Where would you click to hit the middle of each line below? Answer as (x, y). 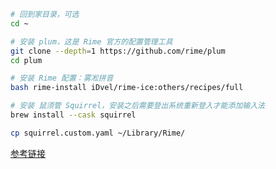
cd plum (26, 60)
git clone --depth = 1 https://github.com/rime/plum (118, 51)
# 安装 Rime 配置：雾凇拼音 (62, 78)
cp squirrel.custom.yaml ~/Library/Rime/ (98, 133)
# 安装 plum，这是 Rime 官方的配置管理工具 (91, 41)
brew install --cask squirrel (73, 115)
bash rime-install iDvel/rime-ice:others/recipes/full (127, 88)
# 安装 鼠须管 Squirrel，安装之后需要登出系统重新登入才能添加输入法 (137, 106)
